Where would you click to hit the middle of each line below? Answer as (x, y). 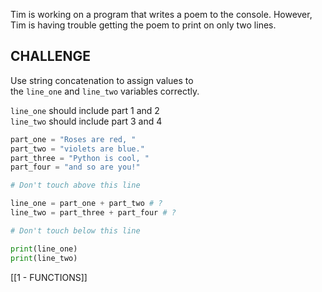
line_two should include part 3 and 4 (86, 121)
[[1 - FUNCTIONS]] (49, 277)
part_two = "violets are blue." (77, 149)
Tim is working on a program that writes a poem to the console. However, (161, 14)
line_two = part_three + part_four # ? (93, 213)
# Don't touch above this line (75, 185)
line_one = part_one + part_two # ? (86, 204)
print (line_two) (44, 258)
